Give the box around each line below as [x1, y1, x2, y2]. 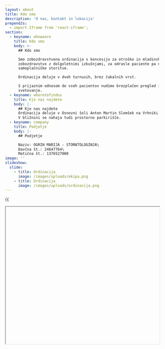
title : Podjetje [14, 124, 47, 129]
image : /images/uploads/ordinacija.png [18, 183, 99, 188]
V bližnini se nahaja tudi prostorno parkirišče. [18, 115, 121, 120]
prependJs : [5, 21, 27, 26]
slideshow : [5, 161, 27, 165]
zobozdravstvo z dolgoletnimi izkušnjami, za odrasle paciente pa [18, 62, 156, 66]
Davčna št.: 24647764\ [18, 147, 64, 152]
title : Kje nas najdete [14, 97, 62, 102]
